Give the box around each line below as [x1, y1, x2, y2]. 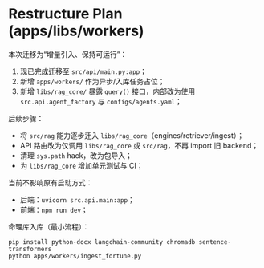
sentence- [198, 238, 231, 246]
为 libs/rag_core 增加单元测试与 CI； [19, 160, 144, 170]
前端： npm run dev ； [19, 205, 88, 214]
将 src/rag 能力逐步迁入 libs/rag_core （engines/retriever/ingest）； [19, 130, 245, 140]
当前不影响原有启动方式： [8, 177, 93, 187]
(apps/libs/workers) [8, 22, 144, 40]
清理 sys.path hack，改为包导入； [19, 150, 132, 160]
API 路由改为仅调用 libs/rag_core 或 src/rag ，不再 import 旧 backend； [19, 140, 259, 150]
